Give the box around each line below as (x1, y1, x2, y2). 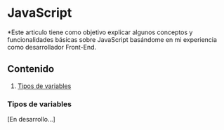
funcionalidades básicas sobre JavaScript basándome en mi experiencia (7, 35, 218, 43)
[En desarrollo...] (7, 115, 56, 124)
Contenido (7, 63, 55, 75)
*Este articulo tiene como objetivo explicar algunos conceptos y (7, 28, 193, 36)
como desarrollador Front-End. (7, 43, 97, 51)
